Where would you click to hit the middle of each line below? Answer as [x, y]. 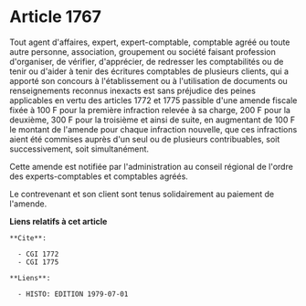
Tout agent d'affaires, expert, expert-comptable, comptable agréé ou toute [150, 42]
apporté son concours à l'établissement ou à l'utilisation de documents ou [148, 80]
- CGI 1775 [38, 262]
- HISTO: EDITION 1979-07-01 [73, 294]
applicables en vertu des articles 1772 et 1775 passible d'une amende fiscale [153, 100]
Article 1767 [56, 17]
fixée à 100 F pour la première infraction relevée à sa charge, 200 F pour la [150, 110]
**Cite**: [28, 238]
